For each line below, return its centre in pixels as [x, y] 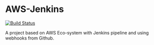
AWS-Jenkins [35, 9]
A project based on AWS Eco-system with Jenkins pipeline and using [77, 32]
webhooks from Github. [30, 38]
